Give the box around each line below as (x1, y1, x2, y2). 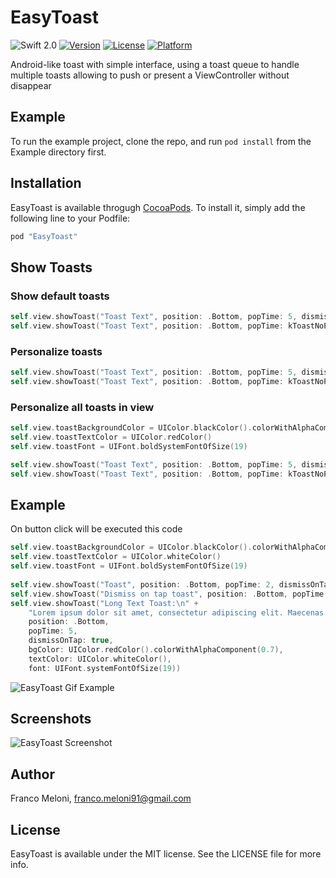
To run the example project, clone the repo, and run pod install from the (10, 135, 312, 147)
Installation (10, 175, 82, 192)
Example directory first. (10, 146, 107, 158)
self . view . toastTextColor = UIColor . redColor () (10, 432, 213, 443)
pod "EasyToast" (10, 231, 78, 241)
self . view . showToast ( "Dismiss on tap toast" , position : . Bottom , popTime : (10, 589, 329, 599)
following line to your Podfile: (10, 212, 131, 224)
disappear (10, 79, 52, 91)
